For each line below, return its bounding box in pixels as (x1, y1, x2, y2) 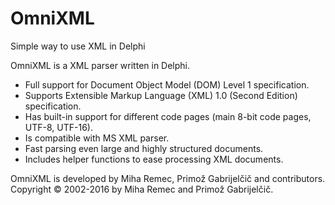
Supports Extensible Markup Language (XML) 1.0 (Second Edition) (24, 89, 298, 101)
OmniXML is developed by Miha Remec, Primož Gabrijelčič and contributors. (10, 172, 326, 184)
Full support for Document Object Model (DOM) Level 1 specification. (24, 78, 310, 91)
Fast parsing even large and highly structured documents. (24, 142, 264, 154)
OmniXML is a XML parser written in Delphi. (10, 59, 191, 71)
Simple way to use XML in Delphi (10, 40, 146, 52)
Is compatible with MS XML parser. (24, 132, 170, 144)
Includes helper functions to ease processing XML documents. (24, 153, 284, 165)
